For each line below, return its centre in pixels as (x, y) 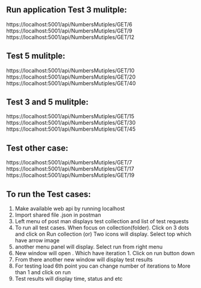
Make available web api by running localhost (70, 209)
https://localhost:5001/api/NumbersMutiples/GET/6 (69, 24)
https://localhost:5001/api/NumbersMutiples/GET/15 (70, 116)
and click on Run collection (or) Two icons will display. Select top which (103, 234)
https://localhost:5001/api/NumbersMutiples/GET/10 (70, 70)
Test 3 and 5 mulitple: (47, 102)
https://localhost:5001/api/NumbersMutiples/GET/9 (69, 31)
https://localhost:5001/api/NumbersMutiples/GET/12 (70, 37)
